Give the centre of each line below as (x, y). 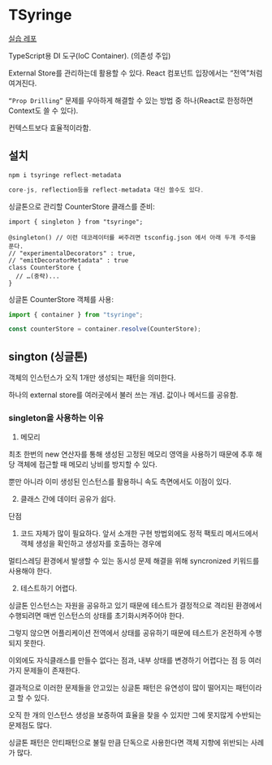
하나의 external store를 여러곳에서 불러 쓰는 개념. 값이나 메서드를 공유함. (123, 395)
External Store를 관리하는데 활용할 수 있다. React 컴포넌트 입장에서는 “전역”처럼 (136, 73)
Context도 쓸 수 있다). (43, 110)
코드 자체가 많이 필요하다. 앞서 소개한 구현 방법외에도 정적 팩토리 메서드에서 (139, 534)
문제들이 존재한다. (52, 671)
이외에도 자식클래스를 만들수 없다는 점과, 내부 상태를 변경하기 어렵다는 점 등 (127, 660)
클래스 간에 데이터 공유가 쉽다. (68, 499)
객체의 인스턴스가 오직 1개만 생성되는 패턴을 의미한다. (92, 378)
